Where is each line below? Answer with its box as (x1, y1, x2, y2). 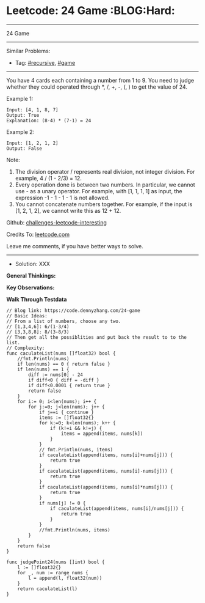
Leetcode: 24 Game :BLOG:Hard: (6, 4, 175, 18)
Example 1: (6, 95, 34, 102)
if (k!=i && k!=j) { (49, 425, 103, 431)
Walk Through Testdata (6, 295, 67, 303)
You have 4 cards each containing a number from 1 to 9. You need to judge (6, 76, 194, 84)
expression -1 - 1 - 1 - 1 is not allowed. (15, 194, 110, 201)
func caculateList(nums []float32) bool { (6, 350, 116, 357)
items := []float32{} (38, 414, 95, 421)
